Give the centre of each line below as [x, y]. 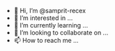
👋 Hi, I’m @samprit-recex [49, 11]
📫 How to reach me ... [46, 40]
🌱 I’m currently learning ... [51, 25]
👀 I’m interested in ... [43, 18]
